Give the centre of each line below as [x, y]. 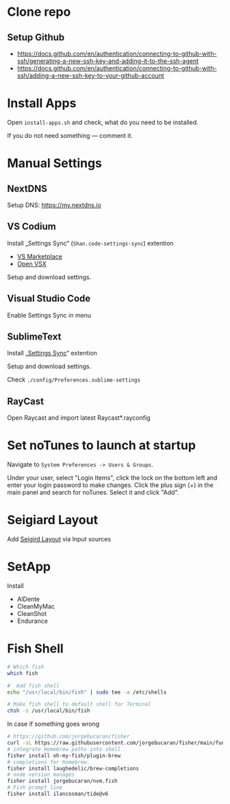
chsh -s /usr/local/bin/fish [49, 711]
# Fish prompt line [35, 788]
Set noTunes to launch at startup [102, 446]
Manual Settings [55, 164]
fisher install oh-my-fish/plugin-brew [64, 755]
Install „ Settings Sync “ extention [52, 353]
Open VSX [31, 263]
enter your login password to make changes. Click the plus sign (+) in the [110, 485]
